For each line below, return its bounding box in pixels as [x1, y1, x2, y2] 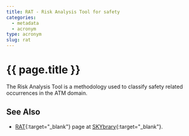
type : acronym [6, 31, 42, 37]
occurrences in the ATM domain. [6, 89, 88, 97]
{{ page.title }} [6, 63, 81, 77]
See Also [6, 107, 40, 117]
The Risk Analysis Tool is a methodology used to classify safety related [6, 83, 183, 90]
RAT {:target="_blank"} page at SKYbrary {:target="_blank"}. [14, 123, 163, 130]
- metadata [11, 20, 39, 26]
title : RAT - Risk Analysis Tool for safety [6, 8, 120, 15]
